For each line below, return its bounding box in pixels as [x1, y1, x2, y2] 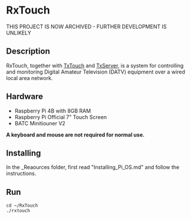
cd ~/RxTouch [6, 203, 38, 209]
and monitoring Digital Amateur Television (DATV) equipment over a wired [6, 68, 186, 75]
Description [6, 47, 50, 57]
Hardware [6, 92, 43, 102]
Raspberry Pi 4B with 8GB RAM [14, 107, 91, 114]
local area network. [6, 74, 53, 81]
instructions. [6, 170, 37, 177]
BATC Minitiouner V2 [14, 120, 66, 127]
